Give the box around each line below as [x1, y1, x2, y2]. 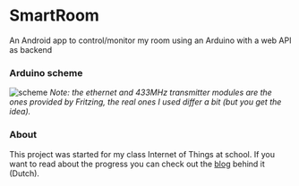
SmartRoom [9, 5, 100, 26]
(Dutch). [9, 167, 40, 179]
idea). [9, 106, 31, 117]
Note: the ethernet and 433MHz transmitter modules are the [49, 87, 273, 98]
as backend [9, 44, 53, 55]
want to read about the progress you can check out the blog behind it [9, 158, 266, 169]
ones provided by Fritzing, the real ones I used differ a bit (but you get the [9, 97, 282, 107]
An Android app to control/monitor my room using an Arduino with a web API [9, 35, 292, 46]
